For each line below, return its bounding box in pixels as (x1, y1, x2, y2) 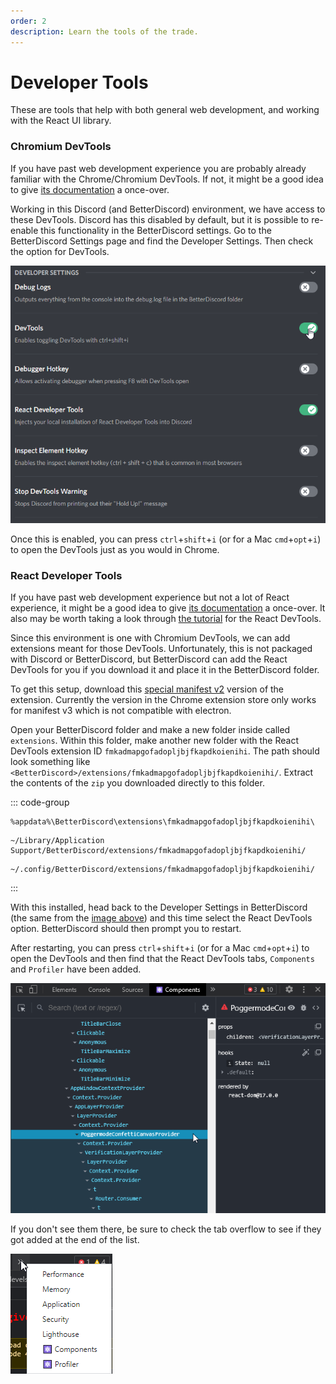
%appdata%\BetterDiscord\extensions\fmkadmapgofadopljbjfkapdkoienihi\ (10, 817, 315, 827)
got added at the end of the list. (10, 1233, 140, 1245)
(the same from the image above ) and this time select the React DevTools (10, 912, 313, 924)
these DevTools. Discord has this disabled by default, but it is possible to (10, 213, 310, 225)
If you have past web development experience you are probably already (10, 162, 307, 174)
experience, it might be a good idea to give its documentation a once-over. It (10, 602, 326, 614)
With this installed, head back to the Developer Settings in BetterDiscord (10, 901, 308, 914)
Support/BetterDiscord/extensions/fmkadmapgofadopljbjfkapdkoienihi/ (10, 846, 307, 856)
